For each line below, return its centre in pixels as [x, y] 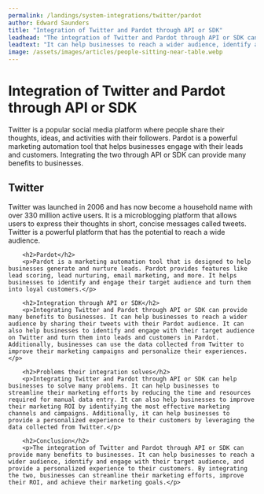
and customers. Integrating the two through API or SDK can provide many [127, 154]
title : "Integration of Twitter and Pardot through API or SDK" [115, 30]
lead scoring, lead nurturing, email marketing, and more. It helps [123, 275]
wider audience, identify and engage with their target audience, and [126, 462]
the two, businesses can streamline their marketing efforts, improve [126, 475]
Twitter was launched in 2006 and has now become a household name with [130, 206]
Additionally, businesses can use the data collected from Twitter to [126, 344]
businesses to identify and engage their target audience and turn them [130, 282]
